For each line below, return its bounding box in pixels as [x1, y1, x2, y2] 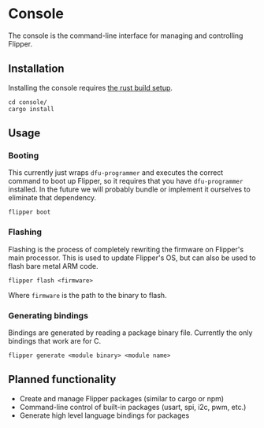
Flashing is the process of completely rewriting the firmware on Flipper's [8, 244, 244, 254]
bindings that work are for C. [8, 337, 101, 346]
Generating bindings [8, 310, 89, 321]
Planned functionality [8, 373, 117, 386]
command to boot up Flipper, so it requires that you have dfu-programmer [8, 177, 244, 186]
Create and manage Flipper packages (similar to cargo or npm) [19, 393, 225, 403]
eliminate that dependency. [8, 193, 97, 203]
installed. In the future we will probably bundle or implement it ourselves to [8, 184, 251, 194]
